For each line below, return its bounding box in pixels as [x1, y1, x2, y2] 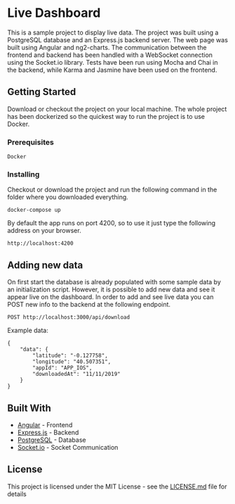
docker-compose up [7, 206, 61, 214]
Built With [7, 402, 51, 414]
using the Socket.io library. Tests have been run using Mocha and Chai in [7, 58, 218, 66]
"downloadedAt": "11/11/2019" [32, 371, 121, 378]
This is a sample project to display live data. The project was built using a [7, 28, 219, 37]
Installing [7, 169, 40, 179]
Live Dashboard [7, 5, 101, 21]
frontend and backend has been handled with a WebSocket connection [7, 51, 213, 59]
